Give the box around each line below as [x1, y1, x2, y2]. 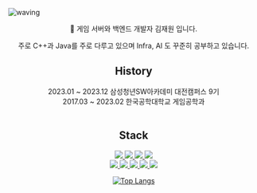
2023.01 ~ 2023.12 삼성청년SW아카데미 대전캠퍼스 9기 [47, 86, 220, 96]
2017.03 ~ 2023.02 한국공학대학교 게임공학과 [62, 96, 205, 106]
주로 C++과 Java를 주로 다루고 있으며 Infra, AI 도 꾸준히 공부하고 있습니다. [18, 41, 250, 50]
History [115, 65, 153, 78]
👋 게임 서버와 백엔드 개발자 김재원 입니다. [70, 24, 197, 33]
